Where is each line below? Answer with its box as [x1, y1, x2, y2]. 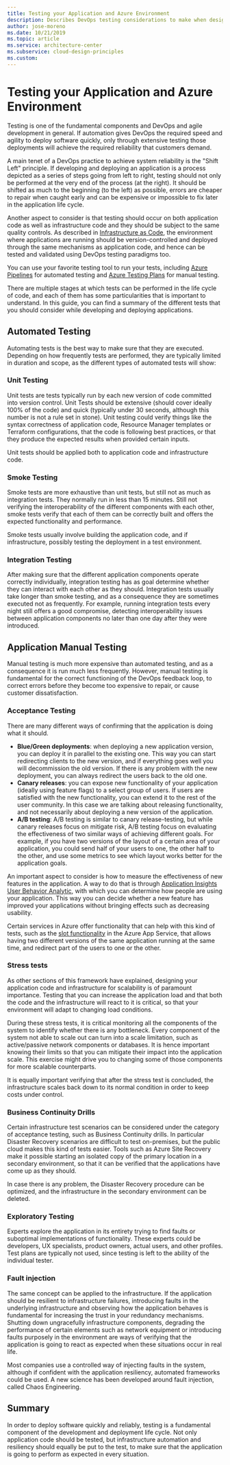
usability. [7, 908, 33, 916]
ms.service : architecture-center [7, 42, 103, 49]
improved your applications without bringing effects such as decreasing [7, 901, 210, 909]
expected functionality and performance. [7, 517, 123, 525]
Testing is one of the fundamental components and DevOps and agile [7, 121, 203, 130]
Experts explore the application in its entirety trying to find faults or [7, 1227, 196, 1235]
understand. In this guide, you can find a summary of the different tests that [7, 298, 220, 307]
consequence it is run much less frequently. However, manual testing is [7, 667, 209, 676]
